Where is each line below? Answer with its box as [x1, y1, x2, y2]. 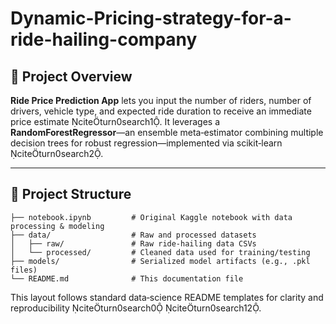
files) [10, 265, 38, 275]
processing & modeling [10, 221, 105, 231]
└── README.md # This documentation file [10, 273, 244, 284]
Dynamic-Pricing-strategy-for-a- [10, 7, 292, 30]
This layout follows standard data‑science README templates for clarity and [10, 291, 324, 303]
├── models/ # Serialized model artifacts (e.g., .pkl [10, 256, 311, 266]
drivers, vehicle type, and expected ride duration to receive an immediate [10, 105, 312, 117]
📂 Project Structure [10, 186, 132, 203]
